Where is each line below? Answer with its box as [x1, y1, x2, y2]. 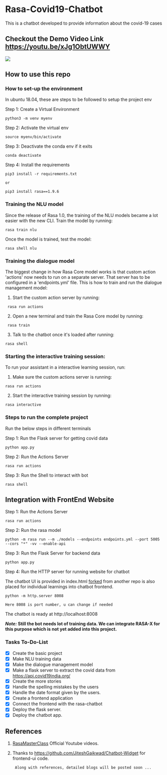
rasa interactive [5, 402, 41, 407]
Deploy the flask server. [12, 707, 61, 713]
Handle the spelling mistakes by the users [12, 684, 99, 690]
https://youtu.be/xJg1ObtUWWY [5, 43, 110, 51]
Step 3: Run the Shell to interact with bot [5, 472, 88, 478]
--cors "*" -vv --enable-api [5, 541, 66, 546]
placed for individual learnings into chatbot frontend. [5, 584, 113, 590]
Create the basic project [12, 650, 62, 656]
